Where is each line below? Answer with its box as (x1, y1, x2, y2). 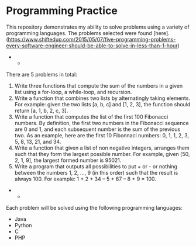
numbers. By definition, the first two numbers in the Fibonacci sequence (14, 119, 189, 126)
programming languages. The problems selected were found (6, 29, 152, 36)
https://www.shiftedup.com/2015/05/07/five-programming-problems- (8, 36, 176, 43)
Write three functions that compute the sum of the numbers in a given (14, 82, 183, 89)
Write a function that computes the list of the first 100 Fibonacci (14, 113, 169, 120)
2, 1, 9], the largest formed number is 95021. (14, 157, 122, 164)
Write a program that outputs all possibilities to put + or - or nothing (14, 162, 177, 170)
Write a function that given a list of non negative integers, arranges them (14, 144, 190, 151)
